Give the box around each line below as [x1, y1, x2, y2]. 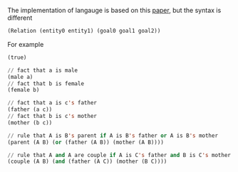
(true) [7, 53, 27, 61]
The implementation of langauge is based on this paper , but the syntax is [7, 6, 222, 14]
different [7, 14, 33, 22]
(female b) [7, 87, 40, 94]
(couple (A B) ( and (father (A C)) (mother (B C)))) [7, 158, 167, 166]
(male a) [7, 73, 33, 80]
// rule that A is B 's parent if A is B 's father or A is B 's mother [7, 131, 219, 139]
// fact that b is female [7, 80, 84, 87]
